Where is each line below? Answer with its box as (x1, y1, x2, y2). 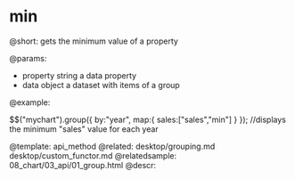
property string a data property (21, 69, 136, 81)
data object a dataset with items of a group (21, 79, 180, 90)
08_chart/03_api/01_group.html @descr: (9, 159, 157, 170)
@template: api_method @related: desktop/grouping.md (9, 141, 216, 151)
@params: (9, 53, 47, 63)
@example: (9, 96, 51, 108)
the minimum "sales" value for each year (9, 123, 159, 134)
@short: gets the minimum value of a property (9, 36, 178, 46)
